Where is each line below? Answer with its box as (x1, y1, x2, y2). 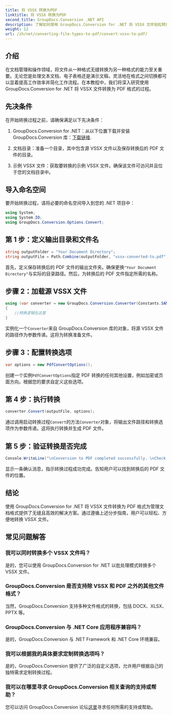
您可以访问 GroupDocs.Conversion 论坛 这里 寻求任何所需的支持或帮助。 (5, 704, 156, 710)
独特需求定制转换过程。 (5, 669, 55, 675)
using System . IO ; (5, 215, 42, 220)
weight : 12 (5, 27, 29, 32)
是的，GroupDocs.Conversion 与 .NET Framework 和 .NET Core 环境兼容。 (5, 636, 163, 642)
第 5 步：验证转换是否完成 (5, 442, 87, 451)
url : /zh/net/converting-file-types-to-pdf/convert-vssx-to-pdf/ (5, 31, 147, 37)
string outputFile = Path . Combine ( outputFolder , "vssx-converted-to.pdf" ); (5, 254, 170, 259)
